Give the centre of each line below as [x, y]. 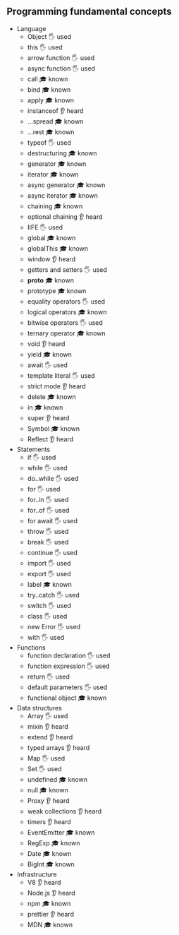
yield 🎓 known [49, 354]
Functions [31, 647]
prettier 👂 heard [51, 914]
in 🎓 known [45, 407]
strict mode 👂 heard [56, 386]
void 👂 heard [46, 344]
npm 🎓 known [49, 903]
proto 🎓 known [51, 280]
